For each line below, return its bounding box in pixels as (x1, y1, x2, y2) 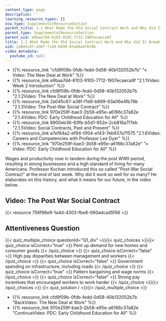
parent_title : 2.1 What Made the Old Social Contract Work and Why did (5, 26, 156, 31)
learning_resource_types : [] (5, 16, 65, 21)
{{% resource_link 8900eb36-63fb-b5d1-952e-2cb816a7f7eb (12, 120, 138, 126)
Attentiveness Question (5, 224, 80, 232)
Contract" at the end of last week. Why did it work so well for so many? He (5, 172, 157, 178)
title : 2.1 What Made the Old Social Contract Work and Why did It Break (5, 40, 161, 45)
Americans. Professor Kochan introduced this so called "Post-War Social (5, 166, 153, 172)
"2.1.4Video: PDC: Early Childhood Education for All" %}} (12, 115, 128, 121)
